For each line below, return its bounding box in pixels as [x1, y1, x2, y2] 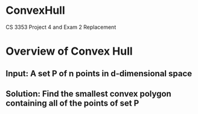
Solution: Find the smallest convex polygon [5, 88, 171, 99]
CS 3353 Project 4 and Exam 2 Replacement [5, 23, 117, 31]
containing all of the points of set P [5, 98, 139, 108]
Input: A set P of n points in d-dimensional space [5, 68, 193, 79]
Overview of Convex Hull [5, 44, 133, 58]
